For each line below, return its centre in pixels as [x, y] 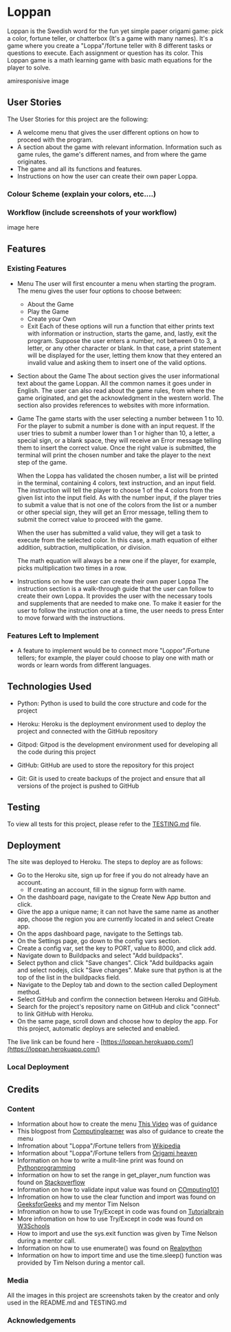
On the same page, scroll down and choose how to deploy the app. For [118, 1021]
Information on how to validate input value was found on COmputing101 [118, 1189]
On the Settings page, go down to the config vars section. [99, 941]
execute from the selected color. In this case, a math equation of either [117, 540]
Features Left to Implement [53, 635]
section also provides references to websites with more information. [113, 405]
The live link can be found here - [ [55, 1042]
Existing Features [37, 269]
